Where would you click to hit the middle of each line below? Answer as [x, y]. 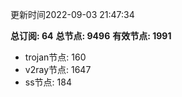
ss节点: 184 [48, 82]
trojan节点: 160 [55, 57]
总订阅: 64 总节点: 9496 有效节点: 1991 [91, 36]
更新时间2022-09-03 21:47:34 [72, 14]
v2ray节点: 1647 [58, 69]
